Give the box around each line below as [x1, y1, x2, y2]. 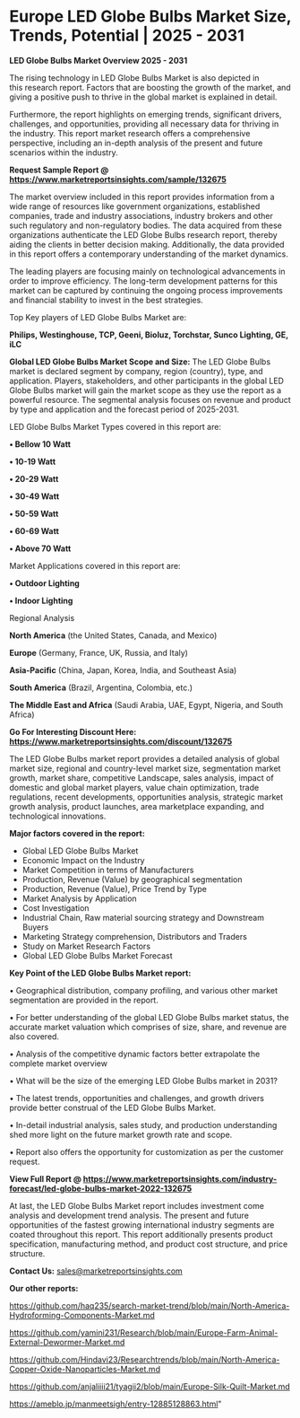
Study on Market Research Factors [21, 941, 150, 951]
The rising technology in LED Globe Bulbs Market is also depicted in [9, 72, 260, 83]
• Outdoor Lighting [9, 577, 81, 589]
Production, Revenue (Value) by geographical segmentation [21, 873, 244, 885]
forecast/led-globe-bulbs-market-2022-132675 [9, 1183, 193, 1194]
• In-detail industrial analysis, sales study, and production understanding [9, 1119, 278, 1130]
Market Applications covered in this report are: [9, 560, 181, 571]
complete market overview [9, 1057, 107, 1069]
